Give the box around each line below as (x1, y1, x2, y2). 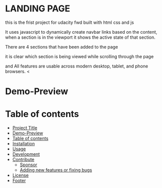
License (12, 172, 29, 179)
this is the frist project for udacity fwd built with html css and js (5, 19, 134, 25)
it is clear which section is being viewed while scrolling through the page (5, 53, 154, 60)
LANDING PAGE (5, 3, 71, 14)
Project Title (12, 125, 37, 131)
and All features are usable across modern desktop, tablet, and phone (5, 63, 148, 69)
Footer (12, 178, 26, 184)
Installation (12, 141, 35, 147)
